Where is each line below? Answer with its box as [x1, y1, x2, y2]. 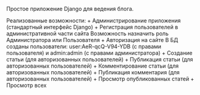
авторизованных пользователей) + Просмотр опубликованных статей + [6, 76, 195, 82]
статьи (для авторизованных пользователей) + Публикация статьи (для [6, 56, 193, 63]
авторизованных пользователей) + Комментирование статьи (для [6, 62, 179, 69]
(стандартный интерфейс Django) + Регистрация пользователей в [6, 24, 179, 30]
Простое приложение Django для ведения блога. [6, 5, 134, 12]
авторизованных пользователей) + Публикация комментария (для [6, 69, 180, 76]
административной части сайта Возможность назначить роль [6, 30, 169, 37]
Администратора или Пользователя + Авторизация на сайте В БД [6, 37, 179, 43]
